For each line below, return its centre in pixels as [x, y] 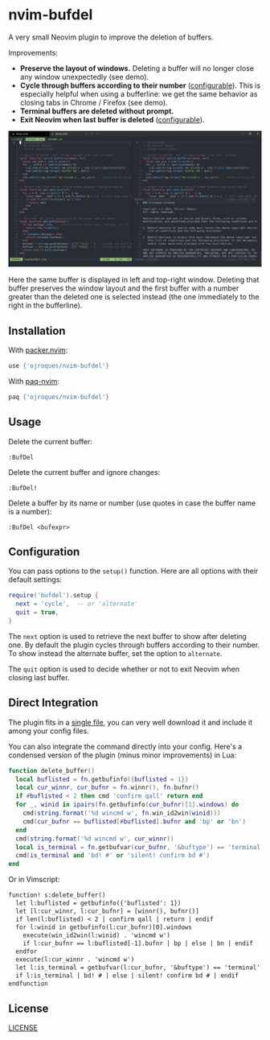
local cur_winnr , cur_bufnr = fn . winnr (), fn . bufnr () [107, 788]
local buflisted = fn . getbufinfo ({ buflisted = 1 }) [102, 779]
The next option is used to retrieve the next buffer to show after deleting [128, 636]
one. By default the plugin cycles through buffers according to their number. [134, 645]
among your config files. [49, 731]
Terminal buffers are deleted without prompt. [97, 111]
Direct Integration [53, 703]
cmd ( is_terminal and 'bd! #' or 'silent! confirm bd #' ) [113, 856]
